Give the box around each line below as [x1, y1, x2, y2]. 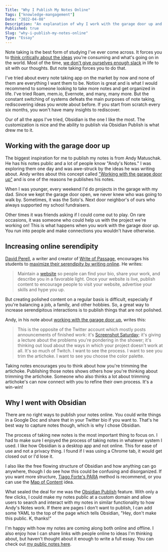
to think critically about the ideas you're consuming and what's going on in [5, 54, 159, 60]
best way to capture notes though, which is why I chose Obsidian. [5, 422, 141, 429]
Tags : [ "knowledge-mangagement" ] [5, 12, 75, 17]
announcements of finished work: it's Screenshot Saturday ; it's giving [17, 331, 161, 337]
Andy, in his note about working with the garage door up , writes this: [5, 316, 146, 322]
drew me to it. [5, 127, 34, 133]
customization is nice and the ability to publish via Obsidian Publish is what [5, 121, 159, 128]
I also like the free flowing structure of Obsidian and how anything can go [5, 463, 156, 469]
